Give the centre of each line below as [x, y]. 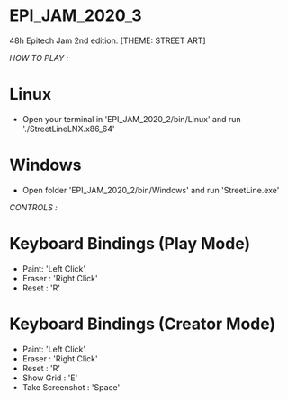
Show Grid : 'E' [50, 378]
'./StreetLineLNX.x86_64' [68, 129]
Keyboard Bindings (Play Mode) [130, 244]
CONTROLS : [34, 207]
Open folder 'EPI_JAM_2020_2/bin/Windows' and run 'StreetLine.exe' [151, 190]
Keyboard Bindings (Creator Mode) [143, 324]
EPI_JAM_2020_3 [76, 16]
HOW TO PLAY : [39, 58]
